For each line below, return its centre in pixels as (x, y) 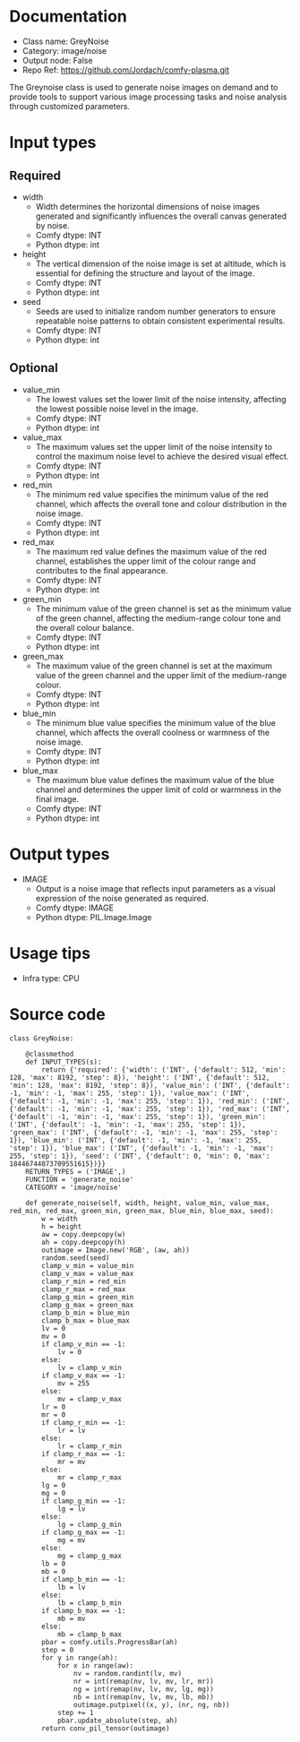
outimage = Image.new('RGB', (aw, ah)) (116, 1250)
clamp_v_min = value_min (88, 1265)
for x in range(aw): (95, 1665)
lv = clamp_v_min (90, 1367)
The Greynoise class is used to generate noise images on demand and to (144, 87)
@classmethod (50, 1054)
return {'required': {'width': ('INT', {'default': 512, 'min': (164, 1069)
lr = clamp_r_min (90, 1446)
